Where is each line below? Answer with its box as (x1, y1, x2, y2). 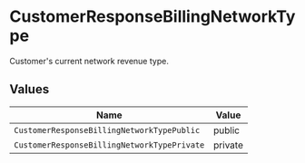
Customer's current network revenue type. (9, 55, 170, 66)
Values (9, 81, 50, 97)
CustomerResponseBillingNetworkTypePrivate (14, 139, 205, 150)
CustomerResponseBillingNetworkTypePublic (14, 125, 201, 135)
